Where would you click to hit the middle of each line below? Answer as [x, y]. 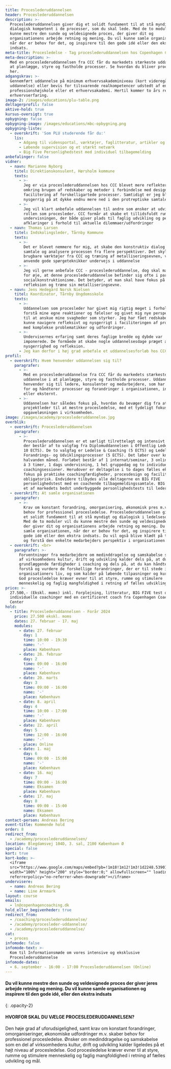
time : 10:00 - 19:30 [45, 640]
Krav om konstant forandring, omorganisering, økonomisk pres [91, 507]
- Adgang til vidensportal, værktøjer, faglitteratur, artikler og [92, 143]
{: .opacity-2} [19, 1005]
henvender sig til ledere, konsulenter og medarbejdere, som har [94, 384]
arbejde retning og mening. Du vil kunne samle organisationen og [76, 988]
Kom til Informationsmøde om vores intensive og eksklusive [75, 953]
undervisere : [19, 881]
